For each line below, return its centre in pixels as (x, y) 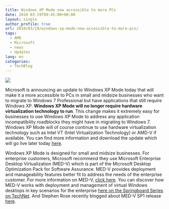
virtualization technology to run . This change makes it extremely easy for (82, 111)
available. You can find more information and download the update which (81, 138)
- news (17, 47)
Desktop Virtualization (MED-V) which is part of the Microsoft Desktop (78, 164)
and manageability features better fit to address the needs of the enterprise (84, 175)
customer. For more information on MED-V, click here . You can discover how (84, 180)
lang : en (14, 57)
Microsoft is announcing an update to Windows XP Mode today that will (79, 90)
